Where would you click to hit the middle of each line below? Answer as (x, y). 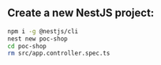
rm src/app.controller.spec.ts (59, 54)
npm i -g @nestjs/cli (43, 31)
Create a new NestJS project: (81, 13)
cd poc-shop (27, 46)
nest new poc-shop (37, 39)
